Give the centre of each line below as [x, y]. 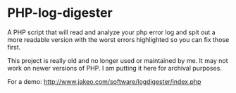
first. [14, 47]
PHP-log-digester [60, 13]
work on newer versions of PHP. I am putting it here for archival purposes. [114, 68]
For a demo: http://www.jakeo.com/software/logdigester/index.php [104, 81]
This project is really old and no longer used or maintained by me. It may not [118, 60]
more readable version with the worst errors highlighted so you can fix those [118, 39]
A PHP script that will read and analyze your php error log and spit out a [112, 32]
